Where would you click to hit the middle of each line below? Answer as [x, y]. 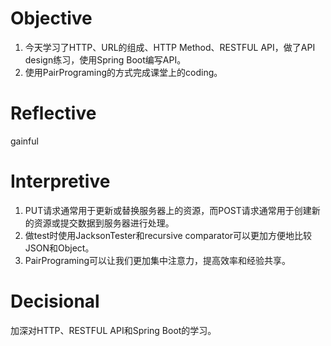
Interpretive [60, 181]
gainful [24, 141]
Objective [51, 18]
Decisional [55, 301]
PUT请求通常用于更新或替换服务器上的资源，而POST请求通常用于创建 [168, 210]
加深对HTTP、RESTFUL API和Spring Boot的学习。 [113, 330]
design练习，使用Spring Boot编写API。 [105, 59]
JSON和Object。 [59, 248]
